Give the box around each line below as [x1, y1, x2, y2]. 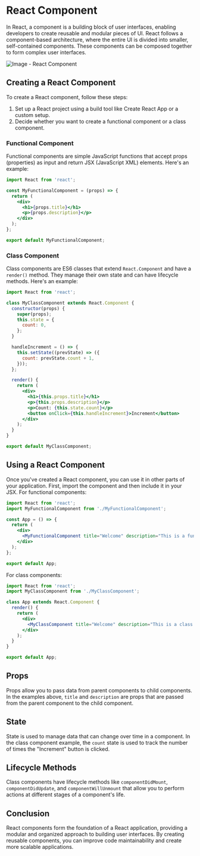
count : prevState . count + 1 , [21, 355, 95, 361]
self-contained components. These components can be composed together [6, 42, 192, 50]
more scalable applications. [6, 843, 74, 851]
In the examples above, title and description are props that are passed [6, 693, 184, 700]
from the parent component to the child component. [6, 699, 134, 707]
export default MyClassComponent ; [6, 443, 92, 450]
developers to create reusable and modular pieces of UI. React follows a [6, 29, 183, 36]
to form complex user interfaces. [6, 48, 86, 56]
